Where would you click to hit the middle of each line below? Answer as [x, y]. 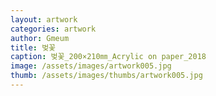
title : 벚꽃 [33, 47]
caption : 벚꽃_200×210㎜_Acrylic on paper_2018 [108, 57]
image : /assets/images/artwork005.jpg [91, 66]
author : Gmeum [40, 38]
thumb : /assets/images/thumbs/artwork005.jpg [106, 76]
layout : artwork [44, 19]
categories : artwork [53, 29]
